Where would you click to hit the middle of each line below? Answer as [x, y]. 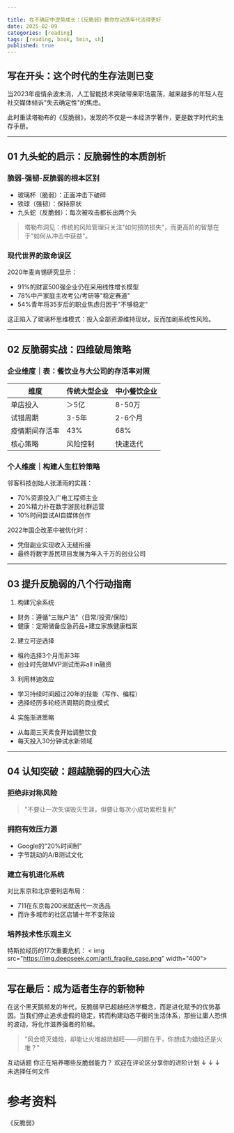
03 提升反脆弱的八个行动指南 [69, 584]
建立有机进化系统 [36, 874]
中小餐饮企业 [136, 391]
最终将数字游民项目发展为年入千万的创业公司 [81, 553]
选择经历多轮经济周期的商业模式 [63, 702]
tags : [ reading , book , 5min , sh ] [56, 39]
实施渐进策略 [36, 717]
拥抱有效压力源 [32, 829]
